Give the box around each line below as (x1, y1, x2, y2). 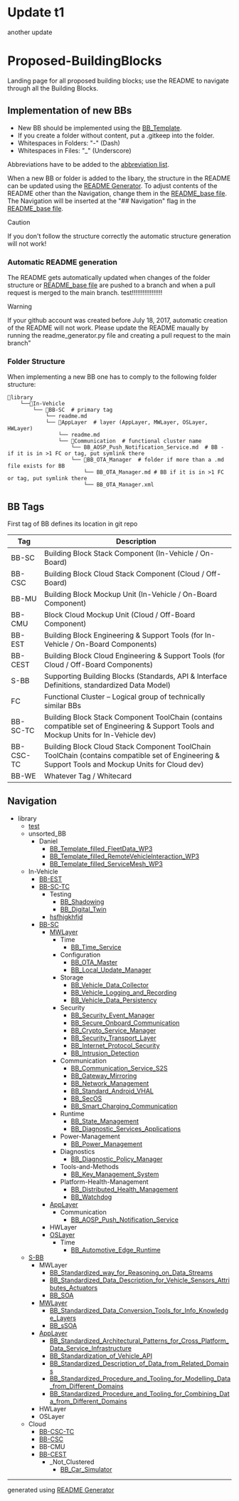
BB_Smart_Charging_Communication (70, 1101, 178, 1110)
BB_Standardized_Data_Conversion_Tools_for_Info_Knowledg (49, 1306, 229, 1314)
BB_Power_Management (70, 1139, 143, 1148)
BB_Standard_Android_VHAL (70, 1086, 154, 1095)
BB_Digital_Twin (60, 905, 107, 913)
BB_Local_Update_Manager (70, 965, 152, 974)
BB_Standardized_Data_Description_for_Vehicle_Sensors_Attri (49, 1276, 230, 1284)
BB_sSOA (49, 1321, 78, 1329)
